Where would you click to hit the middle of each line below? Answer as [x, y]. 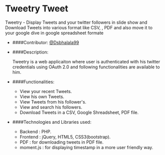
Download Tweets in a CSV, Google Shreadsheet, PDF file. [79, 112]
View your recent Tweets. [46, 91]
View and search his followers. [51, 107]
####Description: [30, 52]
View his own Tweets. [42, 97]
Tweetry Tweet [37, 9]
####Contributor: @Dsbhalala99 [46, 42]
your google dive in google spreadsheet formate [55, 33]
